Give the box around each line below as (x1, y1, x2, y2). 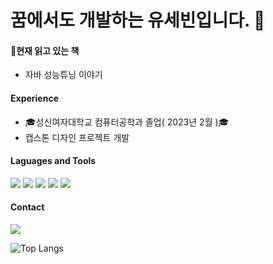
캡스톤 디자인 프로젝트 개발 (24, 131, 130, 143)
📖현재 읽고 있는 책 (10, 44, 80, 56)
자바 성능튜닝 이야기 (24, 69, 103, 81)
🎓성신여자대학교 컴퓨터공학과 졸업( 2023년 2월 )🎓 (24, 116, 230, 128)
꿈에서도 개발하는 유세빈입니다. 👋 (10, 9, 266, 32)
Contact (10, 201, 45, 213)
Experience (10, 92, 59, 104)
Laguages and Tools (10, 155, 97, 167)
